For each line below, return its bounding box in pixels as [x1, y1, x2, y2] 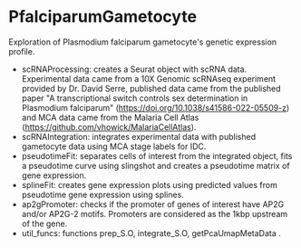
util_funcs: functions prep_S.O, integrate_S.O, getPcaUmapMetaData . [21, 227, 282, 238]
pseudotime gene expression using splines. [21, 189, 185, 200]
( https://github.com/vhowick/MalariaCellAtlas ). [21, 121, 197, 133]
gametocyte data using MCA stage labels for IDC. [21, 141, 207, 152]
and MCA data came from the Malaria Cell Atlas [21, 112, 199, 123]
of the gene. [21, 218, 68, 229]
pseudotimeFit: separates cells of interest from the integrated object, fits [21, 150, 293, 161]
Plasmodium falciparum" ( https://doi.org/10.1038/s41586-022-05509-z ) [21, 102, 290, 113]
